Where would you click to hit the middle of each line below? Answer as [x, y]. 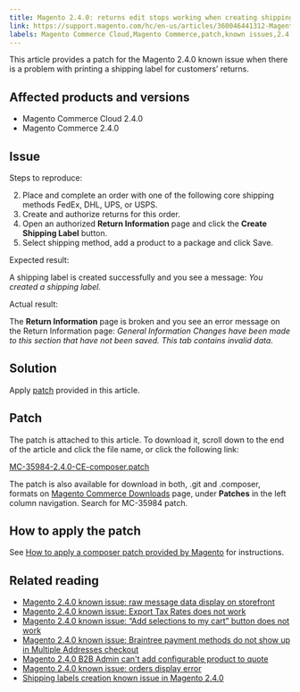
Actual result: [33, 304]
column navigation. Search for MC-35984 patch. [99, 502]
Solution [33, 369]
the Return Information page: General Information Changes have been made [150, 331]
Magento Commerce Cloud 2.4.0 [82, 119]
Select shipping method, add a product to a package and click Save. [148, 243]
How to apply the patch [75, 532]
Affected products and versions [100, 97]
